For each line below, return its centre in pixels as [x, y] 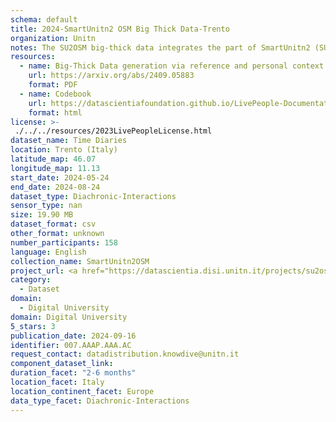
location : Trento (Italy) [64, 150]
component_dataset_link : [62, 364]
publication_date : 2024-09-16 [73, 336]
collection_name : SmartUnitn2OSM [80, 261]
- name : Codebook [55, 94]
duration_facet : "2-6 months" [73, 373]
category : [31, 280]
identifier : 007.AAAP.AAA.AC [71, 345]
